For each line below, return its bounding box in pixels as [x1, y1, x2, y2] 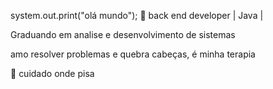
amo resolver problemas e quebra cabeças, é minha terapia [10, 48, 256, 60]
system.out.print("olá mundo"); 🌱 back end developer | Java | [10, 10, 264, 21]
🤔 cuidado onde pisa [10, 68, 95, 79]
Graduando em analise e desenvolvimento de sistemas [10, 29, 236, 40]
